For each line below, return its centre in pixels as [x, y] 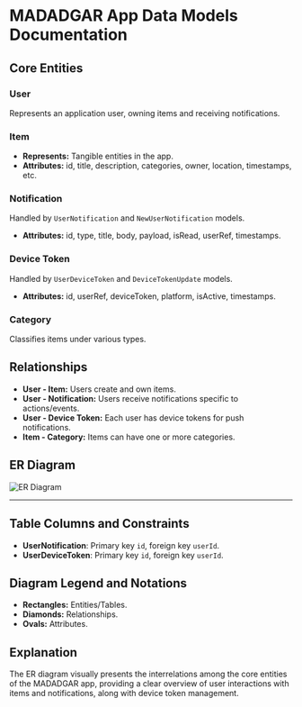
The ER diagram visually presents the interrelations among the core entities [148, 674]
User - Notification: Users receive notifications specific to [130, 398]
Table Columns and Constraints [100, 524]
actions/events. [51, 408]
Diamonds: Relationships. [70, 614]
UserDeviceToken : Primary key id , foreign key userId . [123, 555]
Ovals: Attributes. [55, 624]
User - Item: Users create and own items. [99, 389]
